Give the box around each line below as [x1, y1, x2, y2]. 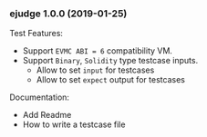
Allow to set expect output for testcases [36, 74, 185, 85]
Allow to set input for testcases [36, 64, 155, 75]
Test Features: [9, 28, 64, 39]
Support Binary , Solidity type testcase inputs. [22, 55, 199, 66]
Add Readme [22, 110, 72, 121]
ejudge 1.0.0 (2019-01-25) [9, 7, 128, 20]
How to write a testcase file [22, 119, 126, 130]
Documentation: [9, 92, 70, 103]
